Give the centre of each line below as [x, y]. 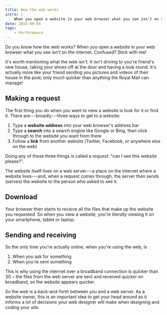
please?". [15, 161]
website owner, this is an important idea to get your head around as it [76, 297]
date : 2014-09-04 [23, 24]
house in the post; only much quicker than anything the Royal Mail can [77, 78]
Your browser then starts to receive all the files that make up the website [79, 209]
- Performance [29, 33]
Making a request [33, 98]
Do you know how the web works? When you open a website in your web [80, 47]
